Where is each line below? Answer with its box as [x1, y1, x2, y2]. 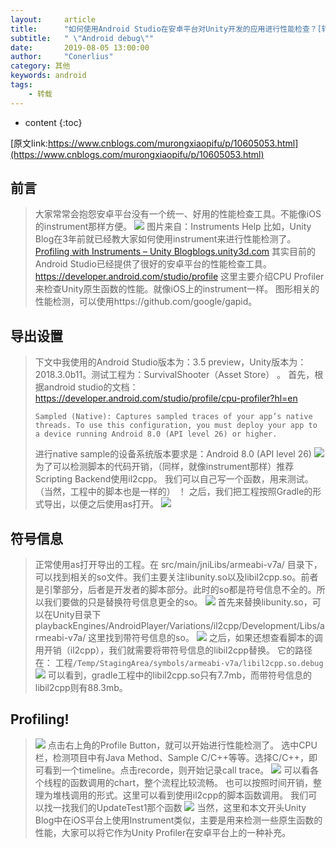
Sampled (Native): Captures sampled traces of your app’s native [34, 412, 313, 422]
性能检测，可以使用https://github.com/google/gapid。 [34, 296, 258, 308]
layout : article [10, 14, 97, 25]
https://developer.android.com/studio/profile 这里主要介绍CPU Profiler [34, 271, 325, 283]
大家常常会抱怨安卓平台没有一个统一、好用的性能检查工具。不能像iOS [34, 208, 322, 220]
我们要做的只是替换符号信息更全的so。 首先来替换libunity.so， [43, 596, 313, 608]
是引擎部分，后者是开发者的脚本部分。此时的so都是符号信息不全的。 [34, 584, 317, 596]
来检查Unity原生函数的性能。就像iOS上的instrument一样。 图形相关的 [34, 283, 320, 295]
